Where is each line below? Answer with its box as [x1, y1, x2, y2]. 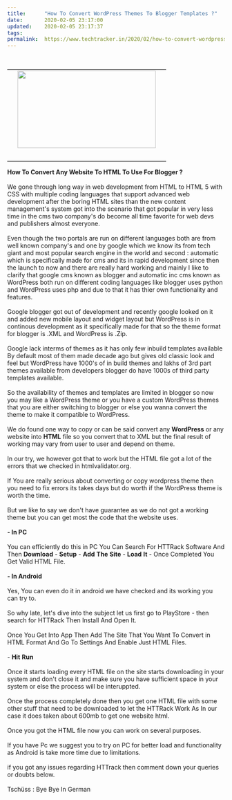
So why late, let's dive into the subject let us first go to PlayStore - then [7, 609, 209, 617]
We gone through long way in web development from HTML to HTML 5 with [7, 183, 223, 191]
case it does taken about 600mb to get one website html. [7, 711, 170, 720]
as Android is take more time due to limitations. [7, 748, 141, 757]
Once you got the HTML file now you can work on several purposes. [7, 727, 202, 735]
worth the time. [7, 492, 50, 500]
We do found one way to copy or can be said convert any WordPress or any [7, 425, 224, 434]
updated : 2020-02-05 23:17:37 [7, 23, 104, 30]
